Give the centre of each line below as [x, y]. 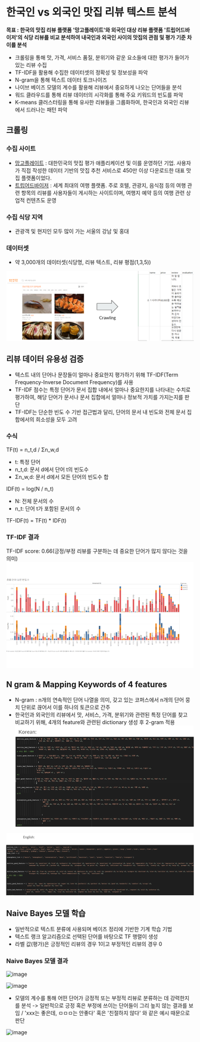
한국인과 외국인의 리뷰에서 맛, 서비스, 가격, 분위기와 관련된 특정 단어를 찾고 [101, 715]
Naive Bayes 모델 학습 [46, 913]
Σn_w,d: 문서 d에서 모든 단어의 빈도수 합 [62, 477]
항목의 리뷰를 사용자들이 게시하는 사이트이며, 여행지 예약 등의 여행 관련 [103, 193]
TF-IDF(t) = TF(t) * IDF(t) [36, 520]
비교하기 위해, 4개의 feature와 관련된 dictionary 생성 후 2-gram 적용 [95, 722]
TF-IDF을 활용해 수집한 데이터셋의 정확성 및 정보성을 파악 [81, 72]
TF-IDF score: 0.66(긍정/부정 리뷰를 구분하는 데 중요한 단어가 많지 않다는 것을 [97, 551]
